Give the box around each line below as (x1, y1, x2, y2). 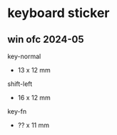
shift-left (7, 80, 33, 88)
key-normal (7, 52, 41, 60)
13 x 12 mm (17, 66, 51, 74)
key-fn (7, 107, 27, 115)
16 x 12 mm (17, 94, 51, 102)
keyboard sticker (7, 5, 110, 21)
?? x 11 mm (17, 121, 50, 129)
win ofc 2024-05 (7, 33, 84, 45)
